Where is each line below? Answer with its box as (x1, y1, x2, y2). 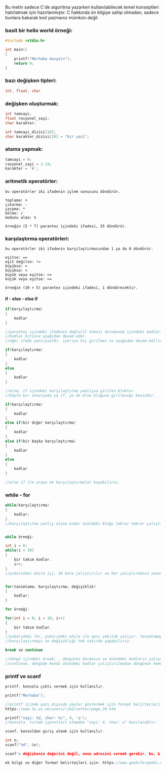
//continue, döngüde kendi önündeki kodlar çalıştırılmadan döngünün (5, 661, 152, 666)
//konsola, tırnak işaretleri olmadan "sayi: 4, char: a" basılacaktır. (5, 720, 158, 725)
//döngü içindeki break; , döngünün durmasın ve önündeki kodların (5, 657, 147, 662)
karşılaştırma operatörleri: (5, 235, 70, 242)
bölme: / (5, 211, 23, 215)
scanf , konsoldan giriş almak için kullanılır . (5, 729, 105, 734)
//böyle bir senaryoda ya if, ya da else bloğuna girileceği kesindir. (5, 393, 156, 398)
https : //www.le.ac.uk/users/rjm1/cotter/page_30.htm (5, 706, 116, 711)
